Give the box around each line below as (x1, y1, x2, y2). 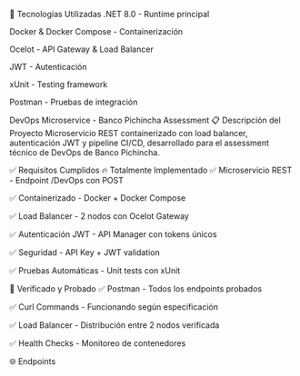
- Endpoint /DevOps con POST (9, 175, 125, 185)
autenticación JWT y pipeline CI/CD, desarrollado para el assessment (9, 137, 270, 148)
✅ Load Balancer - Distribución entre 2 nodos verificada (9, 320, 220, 331)
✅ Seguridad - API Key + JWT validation (9, 247, 161, 258)
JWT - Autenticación (9, 62, 87, 72)
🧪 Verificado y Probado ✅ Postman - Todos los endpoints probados (9, 283, 262, 294)
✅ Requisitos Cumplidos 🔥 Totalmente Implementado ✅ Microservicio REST (9, 164, 293, 175)
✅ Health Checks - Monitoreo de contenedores (9, 338, 186, 349)
